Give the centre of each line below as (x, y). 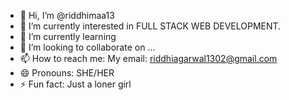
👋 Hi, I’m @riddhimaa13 (67, 15)
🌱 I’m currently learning (68, 36)
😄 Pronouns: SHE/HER (67, 73)
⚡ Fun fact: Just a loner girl (75, 84)
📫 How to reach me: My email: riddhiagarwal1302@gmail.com (148, 58)
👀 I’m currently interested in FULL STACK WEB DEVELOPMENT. (150, 26)
